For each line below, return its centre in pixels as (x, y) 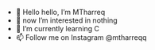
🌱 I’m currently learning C (58, 29)
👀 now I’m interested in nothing (66, 20)
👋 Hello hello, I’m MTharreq (60, 12)
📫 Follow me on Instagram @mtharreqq (81, 37)
